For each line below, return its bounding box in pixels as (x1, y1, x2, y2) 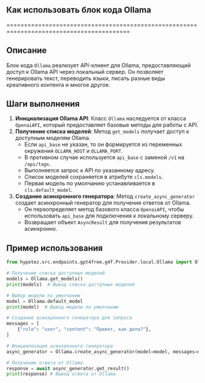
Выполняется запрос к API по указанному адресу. (24, 167, 156, 174)
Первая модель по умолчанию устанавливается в (24, 180, 156, 187)
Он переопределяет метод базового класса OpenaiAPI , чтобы (24, 206, 184, 213)
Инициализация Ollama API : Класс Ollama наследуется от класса (15, 115, 186, 122)
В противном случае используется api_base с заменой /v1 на (24, 154, 185, 161)
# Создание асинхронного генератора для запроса (6, 315, 132, 321)
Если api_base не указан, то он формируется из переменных (24, 140, 182, 148)
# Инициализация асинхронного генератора (6, 343, 113, 349)
